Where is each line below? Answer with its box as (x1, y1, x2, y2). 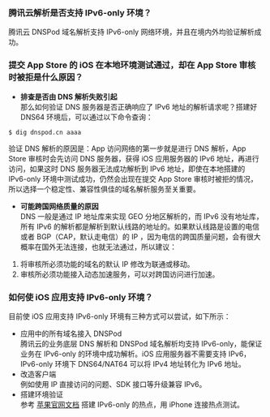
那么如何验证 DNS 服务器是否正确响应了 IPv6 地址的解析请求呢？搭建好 (19, 101, 258, 111)
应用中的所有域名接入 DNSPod (19, 329, 122, 338)
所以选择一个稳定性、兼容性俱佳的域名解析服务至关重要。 (8, 184, 200, 194)
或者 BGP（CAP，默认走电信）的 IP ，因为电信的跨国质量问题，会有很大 (19, 231, 261, 241)
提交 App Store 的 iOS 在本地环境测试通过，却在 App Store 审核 (8, 59, 256, 71)
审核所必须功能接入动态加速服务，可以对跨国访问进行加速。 (19, 269, 220, 279)
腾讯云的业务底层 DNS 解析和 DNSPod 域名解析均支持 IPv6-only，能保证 (19, 338, 263, 348)
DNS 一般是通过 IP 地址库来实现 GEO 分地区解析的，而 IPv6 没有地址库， (19, 211, 264, 221)
